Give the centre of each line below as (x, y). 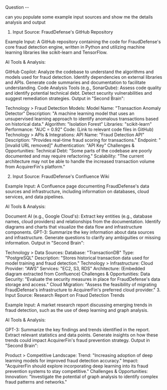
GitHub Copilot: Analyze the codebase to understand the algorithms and (79, 72)
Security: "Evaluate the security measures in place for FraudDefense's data (83, 279)
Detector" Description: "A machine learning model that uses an (70, 113)
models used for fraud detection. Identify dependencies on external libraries (84, 77)
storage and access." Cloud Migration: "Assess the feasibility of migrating (81, 284)
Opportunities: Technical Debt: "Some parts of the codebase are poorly (79, 151)
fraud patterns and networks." (36, 382)
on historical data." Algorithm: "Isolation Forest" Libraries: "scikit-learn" (78, 124)
